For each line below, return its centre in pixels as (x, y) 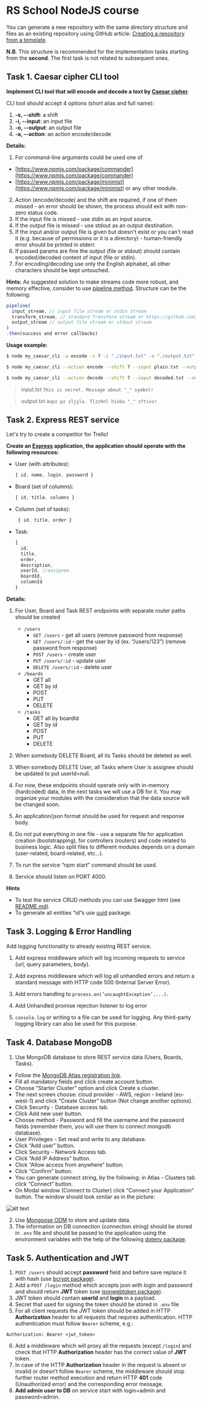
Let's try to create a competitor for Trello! (57, 435)
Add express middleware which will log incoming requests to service (100, 958)
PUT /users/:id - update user (69, 660)
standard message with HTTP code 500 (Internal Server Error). (93, 982)
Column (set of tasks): (42, 509)
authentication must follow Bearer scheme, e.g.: (74, 1324)
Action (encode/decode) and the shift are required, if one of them (96, 200)
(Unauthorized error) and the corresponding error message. (89, 1384)
